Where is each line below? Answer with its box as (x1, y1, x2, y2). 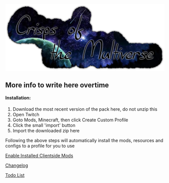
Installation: (5, 95, 31, 101)
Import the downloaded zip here (12, 127, 80, 133)
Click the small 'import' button (12, 122, 76, 128)
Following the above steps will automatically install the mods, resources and (5, 137, 163, 143)
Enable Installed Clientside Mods (5, 152, 73, 158)
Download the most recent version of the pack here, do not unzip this (12, 106, 158, 112)
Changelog (5, 162, 28, 168)
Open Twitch (12, 111, 39, 117)
